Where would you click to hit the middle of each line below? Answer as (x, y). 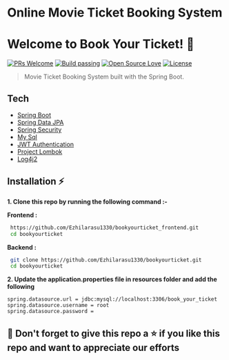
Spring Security (39, 130)
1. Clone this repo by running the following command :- (87, 201)
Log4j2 (27, 159)
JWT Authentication (46, 144)
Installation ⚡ (36, 182)
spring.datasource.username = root (58, 306)
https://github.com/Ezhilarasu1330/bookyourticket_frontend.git (104, 228)
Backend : (22, 247)
